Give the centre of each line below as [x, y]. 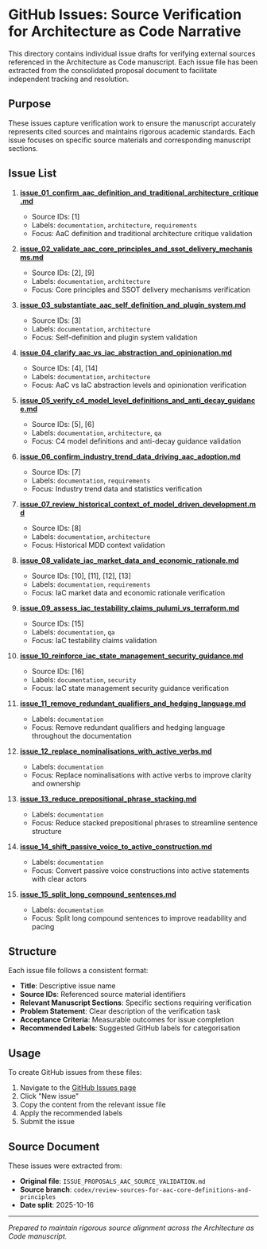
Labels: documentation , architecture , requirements [114, 225]
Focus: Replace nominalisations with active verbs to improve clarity [141, 775]
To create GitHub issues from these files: [75, 1073]
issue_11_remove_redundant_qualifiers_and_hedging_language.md [133, 703]
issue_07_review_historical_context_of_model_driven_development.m [138, 504]
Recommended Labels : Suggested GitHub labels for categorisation [130, 1028]
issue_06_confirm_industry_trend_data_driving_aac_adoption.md [130, 456]
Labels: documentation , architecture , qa [97, 432]
